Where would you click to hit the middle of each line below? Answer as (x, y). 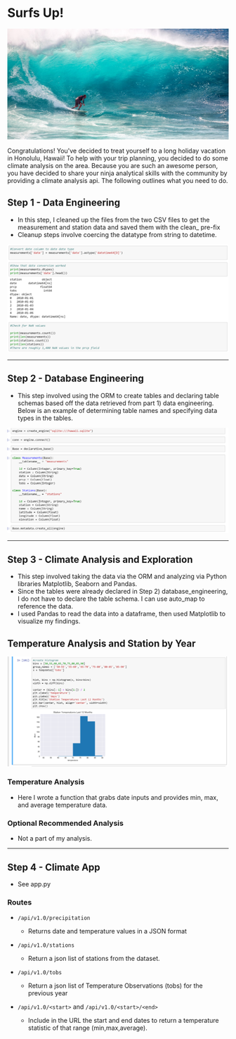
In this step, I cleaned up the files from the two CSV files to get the (113, 219)
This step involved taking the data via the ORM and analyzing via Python (122, 576)
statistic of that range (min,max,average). (87, 1028)
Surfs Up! (36, 13)
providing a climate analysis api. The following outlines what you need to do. (118, 180)
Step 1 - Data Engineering (64, 203)
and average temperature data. (62, 805)
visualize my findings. (49, 621)
